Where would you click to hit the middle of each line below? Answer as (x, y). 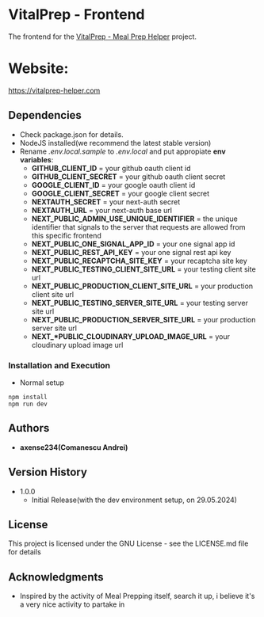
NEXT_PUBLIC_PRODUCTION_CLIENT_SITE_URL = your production (142, 286)
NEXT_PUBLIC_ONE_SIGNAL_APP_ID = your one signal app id (133, 244)
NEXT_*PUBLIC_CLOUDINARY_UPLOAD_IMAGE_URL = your (130, 336)
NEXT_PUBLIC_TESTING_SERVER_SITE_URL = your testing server (140, 303)
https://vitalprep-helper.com (54, 90)
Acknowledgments (56, 577)
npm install (28, 397)
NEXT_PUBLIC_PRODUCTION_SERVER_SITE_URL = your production (143, 319)
